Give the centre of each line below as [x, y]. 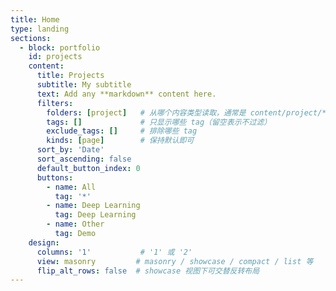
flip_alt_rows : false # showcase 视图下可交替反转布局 [148, 271]
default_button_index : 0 [88, 168]
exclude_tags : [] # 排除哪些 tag [122, 131]
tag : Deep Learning [95, 215]
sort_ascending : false [84, 159]
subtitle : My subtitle [84, 85]
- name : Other [75, 224]
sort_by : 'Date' [70, 150]
